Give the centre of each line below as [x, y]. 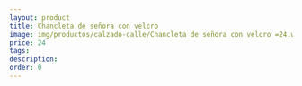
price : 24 [28, 43]
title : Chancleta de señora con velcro [84, 26]
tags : [19, 51]
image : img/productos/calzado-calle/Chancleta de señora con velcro [140, 34]
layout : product [40, 17]
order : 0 [26, 68]
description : [34, 59]
